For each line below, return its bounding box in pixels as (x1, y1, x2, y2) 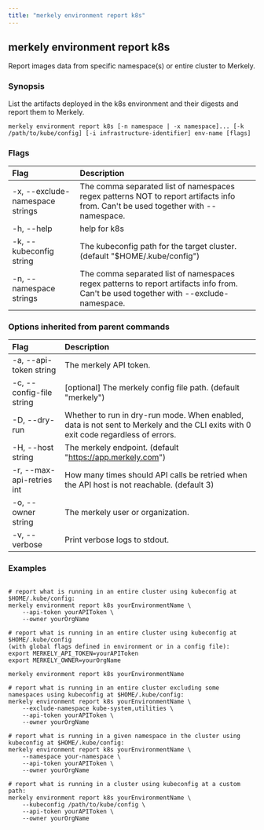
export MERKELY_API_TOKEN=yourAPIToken (8, 649, 139, 657)
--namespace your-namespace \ (22, 752, 122, 760)
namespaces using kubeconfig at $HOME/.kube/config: (8, 690, 185, 699)
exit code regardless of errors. (64, 430, 177, 441)
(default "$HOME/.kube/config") (79, 250, 200, 261)
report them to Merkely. (8, 107, 85, 116)
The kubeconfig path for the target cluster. (79, 241, 237, 252)
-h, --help (12, 223, 53, 234)
